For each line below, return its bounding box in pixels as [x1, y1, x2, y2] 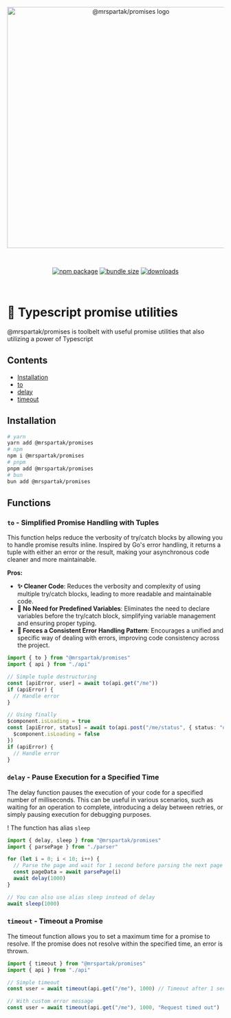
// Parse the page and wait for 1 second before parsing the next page [13, 862, 223, 869]
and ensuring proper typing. [16, 619, 97, 627]
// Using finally [7, 711, 57, 718]
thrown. [7, 946, 29, 955]
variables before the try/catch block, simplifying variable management [16, 612, 216, 620]
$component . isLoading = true [7, 717, 91, 725]
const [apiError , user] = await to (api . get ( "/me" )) [7, 680, 158, 686]
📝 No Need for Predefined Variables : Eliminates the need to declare [16, 604, 210, 613]
